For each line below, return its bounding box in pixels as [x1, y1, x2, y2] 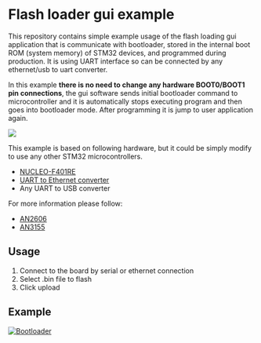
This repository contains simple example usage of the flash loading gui [8, 31, 237, 41]
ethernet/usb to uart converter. [8, 64, 108, 74]
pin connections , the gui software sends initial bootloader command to [8, 88, 238, 97]
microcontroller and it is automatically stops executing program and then [8, 97, 243, 106]
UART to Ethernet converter [19, 175, 110, 184]
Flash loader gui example [8, 5, 175, 24]
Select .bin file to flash [19, 274, 92, 283]
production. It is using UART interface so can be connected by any [8, 57, 223, 66]
